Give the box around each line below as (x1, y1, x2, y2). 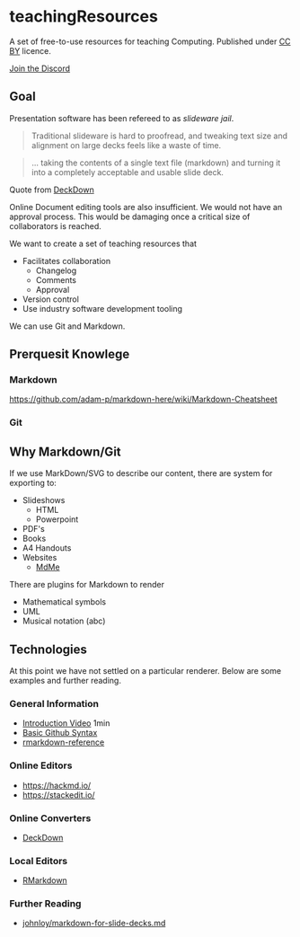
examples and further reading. (9, 675, 121, 685)
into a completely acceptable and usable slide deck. (31, 166, 225, 177)
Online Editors (9, 759, 73, 772)
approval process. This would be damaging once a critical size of (9, 211, 251, 222)
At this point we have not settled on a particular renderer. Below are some (9, 665, 281, 676)
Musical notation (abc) (22, 615, 106, 626)
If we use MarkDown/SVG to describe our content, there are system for (9, 468, 273, 479)
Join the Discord (9, 63, 70, 74)
